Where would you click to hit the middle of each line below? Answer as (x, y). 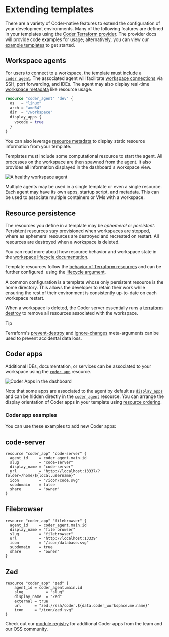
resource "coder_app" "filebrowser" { (46, 521)
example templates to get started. (40, 45)
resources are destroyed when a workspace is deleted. (62, 242)
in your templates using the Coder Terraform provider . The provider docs (81, 34)
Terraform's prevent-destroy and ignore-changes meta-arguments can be (82, 333)
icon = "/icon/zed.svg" (44, 610)
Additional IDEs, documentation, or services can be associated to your (78, 366)
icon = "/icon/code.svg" (45, 480)
